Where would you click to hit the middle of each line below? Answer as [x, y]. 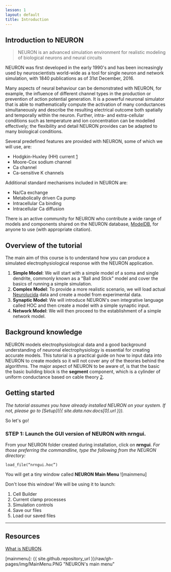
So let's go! [17, 420]
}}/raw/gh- [102, 558]
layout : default [22, 15]
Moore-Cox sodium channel [42, 162]
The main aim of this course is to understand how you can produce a [77, 258]
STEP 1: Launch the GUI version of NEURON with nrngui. [76, 434]
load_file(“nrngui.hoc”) [32, 465]
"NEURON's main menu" [89, 564]
